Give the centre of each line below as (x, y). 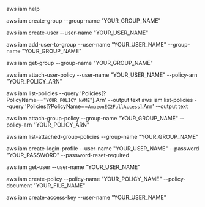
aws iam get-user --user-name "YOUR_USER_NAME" (73, 167)
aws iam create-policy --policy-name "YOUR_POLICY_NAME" (84, 179)
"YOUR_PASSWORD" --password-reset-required (68, 155)
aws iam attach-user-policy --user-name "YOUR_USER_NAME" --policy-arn (102, 75)
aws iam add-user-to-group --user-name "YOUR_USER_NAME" (86, 45)
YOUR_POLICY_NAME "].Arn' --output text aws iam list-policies (119, 100)
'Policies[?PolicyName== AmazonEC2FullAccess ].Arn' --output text (106, 106)
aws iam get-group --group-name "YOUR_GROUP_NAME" (80, 63)
